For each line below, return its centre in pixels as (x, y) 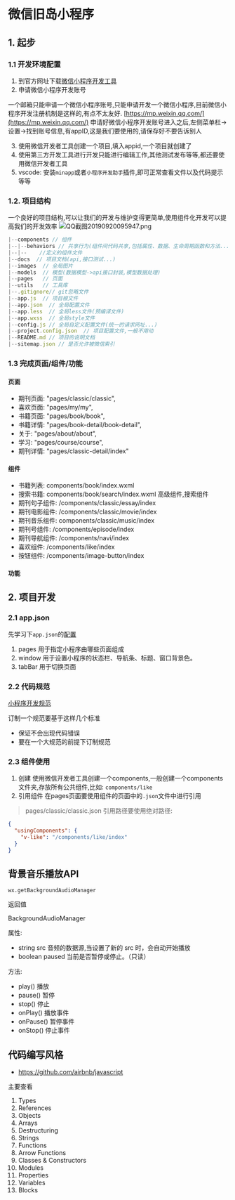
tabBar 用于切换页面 (47, 666)
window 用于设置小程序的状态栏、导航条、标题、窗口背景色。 (107, 658)
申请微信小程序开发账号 (52, 89)
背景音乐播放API (43, 874)
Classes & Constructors (52, 1161)
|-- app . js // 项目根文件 (43, 299)
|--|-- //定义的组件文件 (45, 253)
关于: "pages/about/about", (57, 433)
